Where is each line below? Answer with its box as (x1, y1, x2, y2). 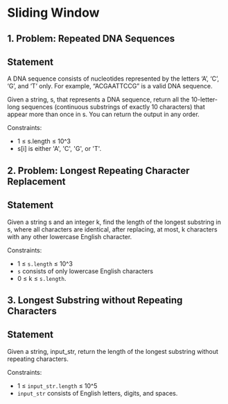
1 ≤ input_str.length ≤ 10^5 (17, 381, 98, 390)
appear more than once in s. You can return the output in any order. (7, 110, 200, 119)
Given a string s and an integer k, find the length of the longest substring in (7, 218, 222, 226)
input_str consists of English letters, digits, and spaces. (17, 389, 178, 397)
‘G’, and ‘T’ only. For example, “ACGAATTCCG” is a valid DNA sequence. (7, 82, 213, 90)
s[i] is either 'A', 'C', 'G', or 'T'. (17, 145, 102, 153)
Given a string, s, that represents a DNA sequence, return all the (7, 95, 190, 104)
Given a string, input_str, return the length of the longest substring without (7, 347, 218, 355)
